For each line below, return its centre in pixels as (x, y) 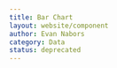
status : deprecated (45, 50)
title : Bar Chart (41, 17)
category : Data (37, 42)
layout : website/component (59, 26)
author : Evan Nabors (47, 34)
